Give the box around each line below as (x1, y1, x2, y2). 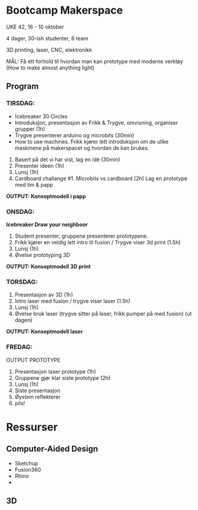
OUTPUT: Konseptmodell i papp (6, 193, 86, 200)
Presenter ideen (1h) (14, 162, 65, 169)
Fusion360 (14, 466, 41, 473)
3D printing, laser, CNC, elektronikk (6, 46, 92, 53)
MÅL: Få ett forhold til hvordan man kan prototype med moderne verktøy (6, 58, 184, 65)
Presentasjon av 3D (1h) (14, 291, 73, 298)
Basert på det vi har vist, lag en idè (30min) (14, 156, 120, 163)
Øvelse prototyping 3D (14, 251, 71, 259)
